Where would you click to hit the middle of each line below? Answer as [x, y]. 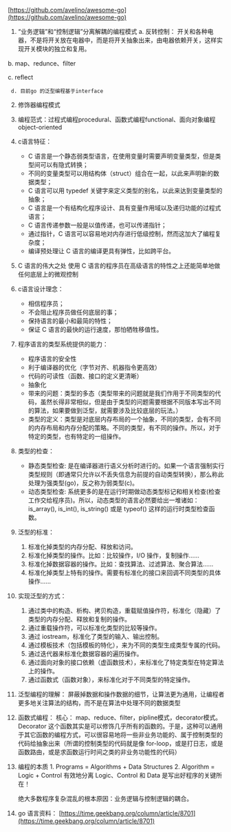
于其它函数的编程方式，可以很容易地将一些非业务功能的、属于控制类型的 [120, 735]
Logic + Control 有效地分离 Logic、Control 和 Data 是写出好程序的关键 [117, 775]
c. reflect [21, 77]
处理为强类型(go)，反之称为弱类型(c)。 [83, 483]
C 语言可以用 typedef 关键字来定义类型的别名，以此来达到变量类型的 [125, 190]
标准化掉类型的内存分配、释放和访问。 [82, 547]
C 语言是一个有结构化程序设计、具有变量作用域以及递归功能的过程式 [124, 208]
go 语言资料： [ [39, 813]
